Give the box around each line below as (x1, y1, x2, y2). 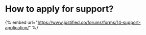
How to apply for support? (5, 3, 114, 15)
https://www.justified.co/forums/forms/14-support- (37, 19, 141, 25)
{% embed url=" (5, 19, 38, 25)
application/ (5, 24, 29, 30)
